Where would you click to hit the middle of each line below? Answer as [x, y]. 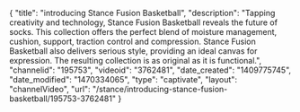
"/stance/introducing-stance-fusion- [160, 89]
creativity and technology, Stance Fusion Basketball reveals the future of [144, 22]
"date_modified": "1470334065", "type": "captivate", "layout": [124, 79]
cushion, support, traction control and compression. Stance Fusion [132, 41]
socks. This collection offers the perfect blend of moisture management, [143, 32]
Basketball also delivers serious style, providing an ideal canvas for [133, 51]
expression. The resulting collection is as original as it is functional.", [136, 60]
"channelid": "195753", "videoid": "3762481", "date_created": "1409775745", [150, 70]
